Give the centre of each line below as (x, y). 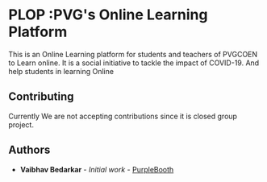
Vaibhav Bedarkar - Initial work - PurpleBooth (97, 169)
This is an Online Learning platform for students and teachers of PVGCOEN (133, 54)
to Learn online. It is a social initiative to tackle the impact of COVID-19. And (134, 63)
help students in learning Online (61, 71)
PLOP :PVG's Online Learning (108, 15)
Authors (29, 150)
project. (21, 124)
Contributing (41, 97)
